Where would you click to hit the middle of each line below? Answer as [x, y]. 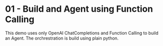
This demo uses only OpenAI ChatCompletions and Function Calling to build [82, 33]
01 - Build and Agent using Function [79, 9]
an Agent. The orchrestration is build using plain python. [62, 38]
